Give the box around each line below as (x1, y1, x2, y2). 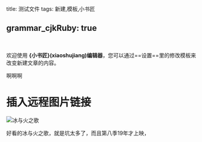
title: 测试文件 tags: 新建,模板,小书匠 (6, 5, 96, 12)
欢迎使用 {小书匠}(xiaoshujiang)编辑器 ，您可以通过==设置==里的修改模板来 (6, 51, 197, 59)
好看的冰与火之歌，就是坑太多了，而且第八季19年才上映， (6, 129, 150, 137)
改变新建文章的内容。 (6, 59, 59, 66)
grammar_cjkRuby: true (6, 23, 97, 33)
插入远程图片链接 (6, 95, 92, 109)
